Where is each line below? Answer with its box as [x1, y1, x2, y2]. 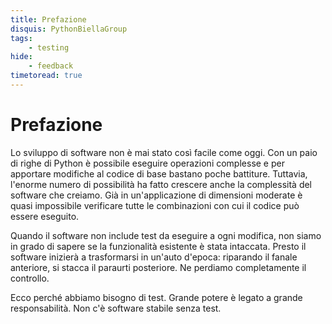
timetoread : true [10, 71, 83, 81]
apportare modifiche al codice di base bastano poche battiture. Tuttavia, [10, 167, 308, 180]
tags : [10, 33, 33, 43]
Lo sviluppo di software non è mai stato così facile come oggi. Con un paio [10, 146, 318, 158]
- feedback [28, 61, 74, 71]
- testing [28, 42, 70, 53]
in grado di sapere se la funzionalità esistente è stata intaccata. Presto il [10, 240, 307, 252]
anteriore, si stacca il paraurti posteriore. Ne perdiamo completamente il [10, 261, 307, 273]
